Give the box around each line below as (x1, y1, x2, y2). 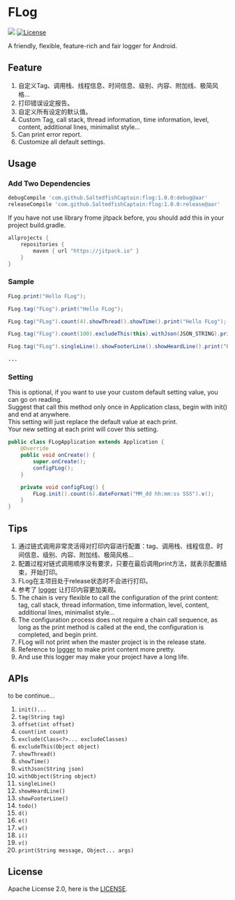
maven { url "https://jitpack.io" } (33, 247, 139, 255)
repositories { (20, 241, 65, 248)
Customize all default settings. (17, 137, 105, 146)
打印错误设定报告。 (17, 98, 74, 107)
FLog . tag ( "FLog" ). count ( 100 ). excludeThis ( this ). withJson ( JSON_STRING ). (8, 331, 220, 338)
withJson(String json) (17, 765, 84, 772)
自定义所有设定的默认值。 (17, 107, 92, 116)
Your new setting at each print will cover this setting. (8, 425, 159, 433)
